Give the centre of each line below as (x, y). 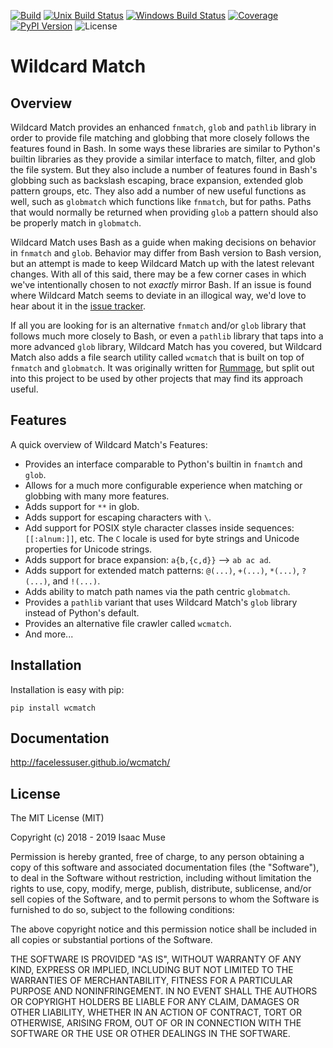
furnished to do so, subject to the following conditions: (122, 910)
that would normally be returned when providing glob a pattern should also (164, 212)
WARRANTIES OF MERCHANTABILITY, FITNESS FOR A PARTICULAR (151, 981)
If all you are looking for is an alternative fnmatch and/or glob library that (158, 325)
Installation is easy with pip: (67, 689)
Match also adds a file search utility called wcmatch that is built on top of (157, 357)
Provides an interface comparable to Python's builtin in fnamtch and (163, 464)
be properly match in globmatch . (76, 223)
